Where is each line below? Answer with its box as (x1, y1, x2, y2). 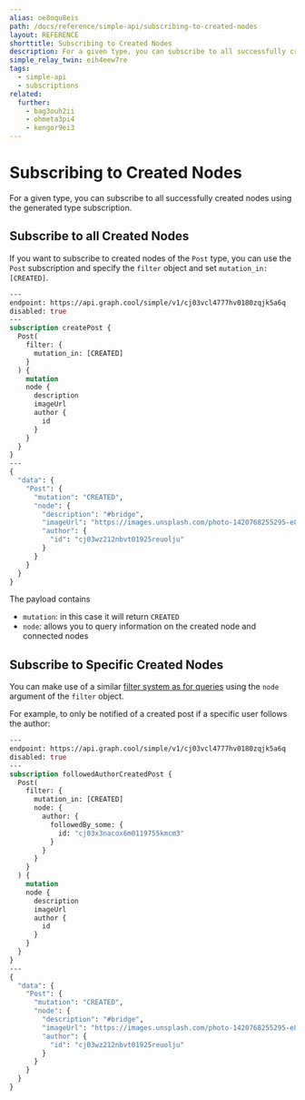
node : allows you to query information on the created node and (22, 621, 257, 632)
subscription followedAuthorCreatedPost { (9, 770, 172, 779)
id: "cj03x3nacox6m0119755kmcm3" (57, 829, 184, 838)
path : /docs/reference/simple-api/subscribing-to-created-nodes (9, 22, 258, 31)
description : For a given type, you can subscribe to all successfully (9, 47, 286, 56)
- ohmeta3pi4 (25, 115, 75, 124)
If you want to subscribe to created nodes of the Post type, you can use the (9, 252, 292, 264)
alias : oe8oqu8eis (9, 13, 79, 23)
